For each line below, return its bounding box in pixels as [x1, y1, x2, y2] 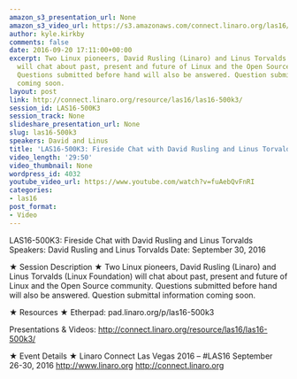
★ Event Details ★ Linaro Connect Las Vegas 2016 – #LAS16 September [9, 351, 273, 361]
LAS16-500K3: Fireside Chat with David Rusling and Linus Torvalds [9, 235, 254, 245]
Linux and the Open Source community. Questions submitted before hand [9, 280, 278, 290]
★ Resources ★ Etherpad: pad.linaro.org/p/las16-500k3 [9, 306, 215, 317]
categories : [9, 186, 53, 195]
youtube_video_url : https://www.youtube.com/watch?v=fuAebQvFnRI [9, 178, 255, 187]
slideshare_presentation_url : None [9, 120, 141, 129]
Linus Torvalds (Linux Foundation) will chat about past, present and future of [9, 271, 288, 282]
